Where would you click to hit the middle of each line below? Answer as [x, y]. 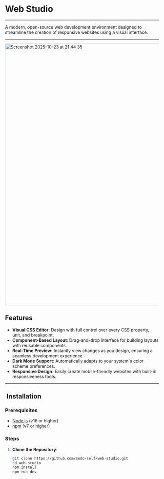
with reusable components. [40, 345]
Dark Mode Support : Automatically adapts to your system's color [78, 361]
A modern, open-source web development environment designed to [73, 27]
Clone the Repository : [35, 449]
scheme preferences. [33, 366]
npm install [24, 467]
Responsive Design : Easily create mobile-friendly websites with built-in [84, 371]
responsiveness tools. [34, 376]
